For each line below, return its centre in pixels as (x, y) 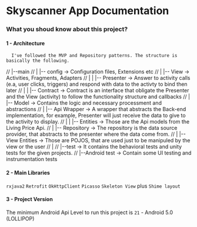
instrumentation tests (32, 159)
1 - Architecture (26, 43)
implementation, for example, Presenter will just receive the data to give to (96, 115)
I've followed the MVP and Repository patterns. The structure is (94, 56)
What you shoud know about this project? (67, 29)
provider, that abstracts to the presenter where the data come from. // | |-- (96, 134)
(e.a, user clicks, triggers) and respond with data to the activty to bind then (97, 84)
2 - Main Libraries (28, 172)
